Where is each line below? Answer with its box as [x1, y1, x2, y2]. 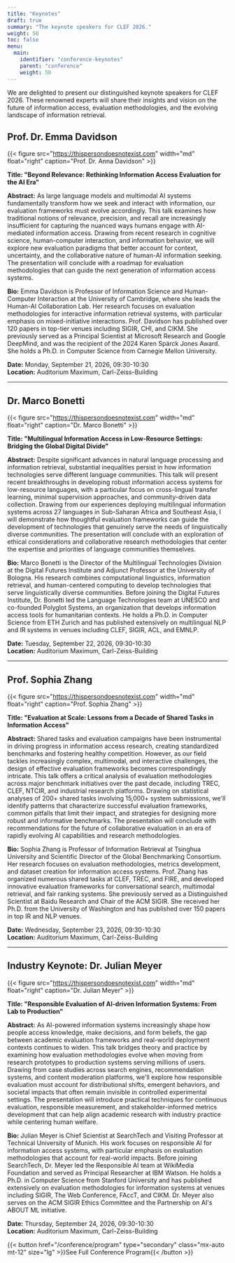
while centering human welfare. [7, 1117, 98, 1126]
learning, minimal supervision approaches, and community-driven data [7, 493, 211, 502]
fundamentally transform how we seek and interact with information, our [7, 199, 215, 208]
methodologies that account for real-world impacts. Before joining [7, 1154, 198, 1162]
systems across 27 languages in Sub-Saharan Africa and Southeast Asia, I [7, 508, 222, 516]
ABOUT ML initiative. [7, 1205, 68, 1214]
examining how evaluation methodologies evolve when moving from [7, 1050, 204, 1059]
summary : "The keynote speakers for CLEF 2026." [7, 23, 152, 30]
